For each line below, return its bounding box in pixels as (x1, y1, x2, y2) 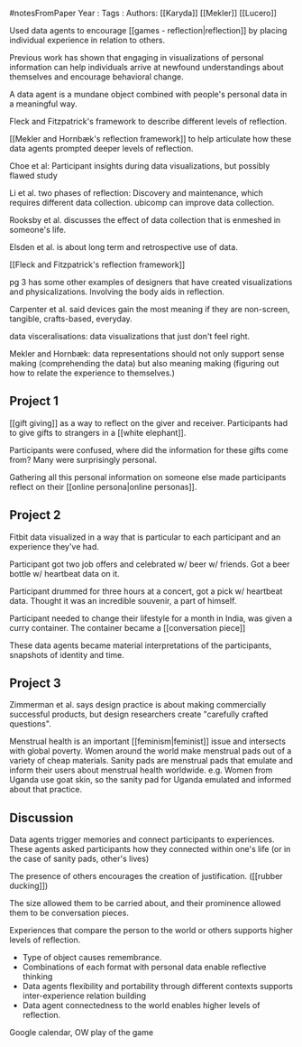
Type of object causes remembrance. (22, 952, 162, 963)
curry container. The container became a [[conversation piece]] (9, 622, 246, 633)
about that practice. (9, 784, 83, 795)
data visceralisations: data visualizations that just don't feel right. (9, 331, 251, 341)
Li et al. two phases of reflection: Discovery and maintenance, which (9, 188, 264, 198)
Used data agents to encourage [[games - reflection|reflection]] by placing (9, 25, 288, 35)
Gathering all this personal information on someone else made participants (9, 471, 287, 482)
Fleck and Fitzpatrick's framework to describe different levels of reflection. (9, 116, 288, 126)
